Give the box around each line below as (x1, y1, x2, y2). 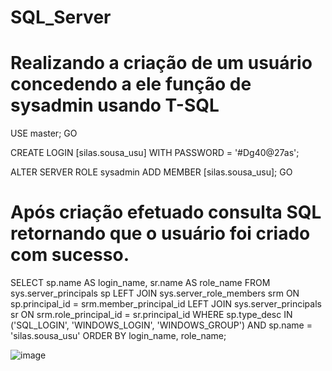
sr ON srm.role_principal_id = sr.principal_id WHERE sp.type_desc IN (10, 309, 293, 321)
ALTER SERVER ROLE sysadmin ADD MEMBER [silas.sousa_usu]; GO (10, 166, 293, 178)
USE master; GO (10, 127, 78, 140)
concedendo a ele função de (10, 73, 252, 96)
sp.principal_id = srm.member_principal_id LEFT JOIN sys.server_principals (10, 298, 322, 310)
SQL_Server (10, 6, 112, 29)
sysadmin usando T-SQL (10, 94, 220, 117)
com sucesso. (10, 244, 130, 266)
